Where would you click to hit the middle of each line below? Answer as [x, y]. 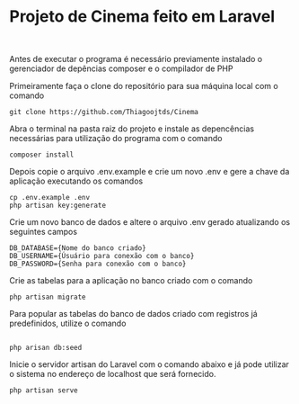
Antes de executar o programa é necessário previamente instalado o [136, 58]
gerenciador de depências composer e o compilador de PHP [121, 68]
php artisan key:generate [57, 205]
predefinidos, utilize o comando [68, 323]
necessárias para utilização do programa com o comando [116, 138]
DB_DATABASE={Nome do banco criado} [78, 248]
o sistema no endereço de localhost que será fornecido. [113, 373]
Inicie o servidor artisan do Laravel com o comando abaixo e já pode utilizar [149, 364]
